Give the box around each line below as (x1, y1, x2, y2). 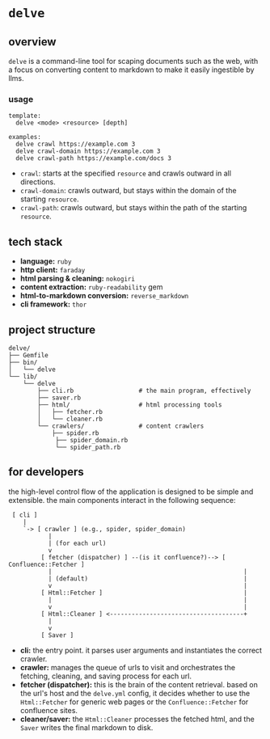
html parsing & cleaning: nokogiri (19, 273, 136, 284)
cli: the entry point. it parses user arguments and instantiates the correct (19, 645, 263, 655)
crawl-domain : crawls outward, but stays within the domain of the (19, 186, 237, 196)
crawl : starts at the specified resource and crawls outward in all (19, 168, 232, 179)
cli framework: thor (19, 299, 87, 309)
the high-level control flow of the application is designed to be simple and (8, 487, 254, 496)
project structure (8, 323, 96, 336)
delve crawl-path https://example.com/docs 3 (15, 154, 172, 163)
